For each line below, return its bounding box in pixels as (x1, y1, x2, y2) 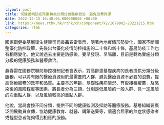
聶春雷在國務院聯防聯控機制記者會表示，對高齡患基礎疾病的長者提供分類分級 (5, 68, 159, 73)
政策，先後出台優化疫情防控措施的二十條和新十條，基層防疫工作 (26, 45, 155, 51)
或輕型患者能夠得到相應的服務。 (5, 115, 69, 121)
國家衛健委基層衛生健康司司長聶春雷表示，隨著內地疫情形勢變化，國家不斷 (5, 39, 155, 45)
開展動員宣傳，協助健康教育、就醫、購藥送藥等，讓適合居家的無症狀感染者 (9, 108, 159, 114)
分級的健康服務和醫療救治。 (5, 57, 61, 63)
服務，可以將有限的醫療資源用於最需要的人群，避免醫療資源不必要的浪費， (5, 74, 155, 80)
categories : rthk (5, 25, 41, 30)
